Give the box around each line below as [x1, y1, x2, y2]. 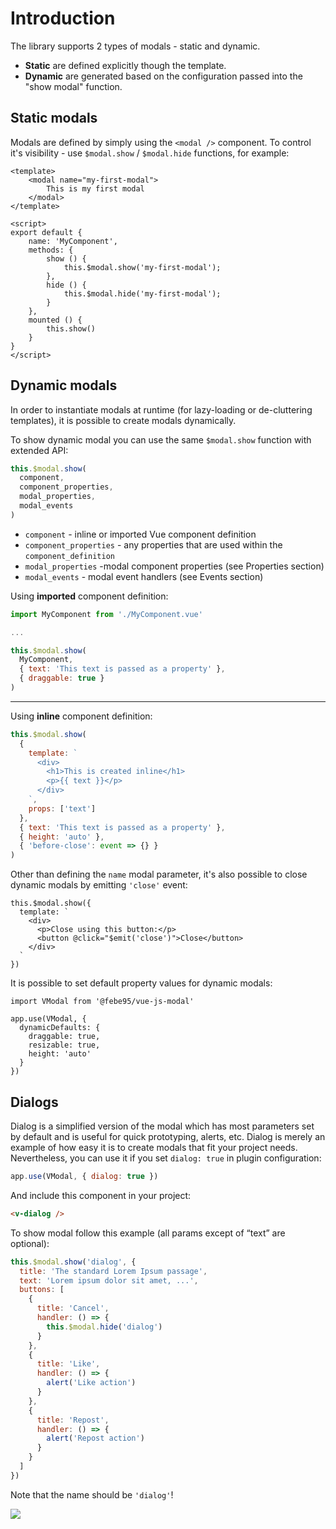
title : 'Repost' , [36, 1415, 110, 1425]
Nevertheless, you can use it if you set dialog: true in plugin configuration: [10, 1152, 322, 1164]
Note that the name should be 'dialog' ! [10, 1488, 174, 1501]
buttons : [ [19, 1285, 65, 1295]
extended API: [10, 444, 69, 456]
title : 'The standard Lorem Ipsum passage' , [19, 1266, 208, 1276]
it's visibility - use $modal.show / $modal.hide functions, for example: [10, 147, 290, 159]
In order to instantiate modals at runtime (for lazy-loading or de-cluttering [10, 403, 313, 416]
